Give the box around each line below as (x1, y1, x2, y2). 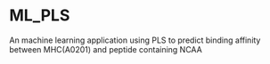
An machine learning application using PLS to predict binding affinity (9, 35, 261, 45)
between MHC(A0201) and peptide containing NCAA (9, 44, 202, 54)
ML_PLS (9, 5, 70, 26)
